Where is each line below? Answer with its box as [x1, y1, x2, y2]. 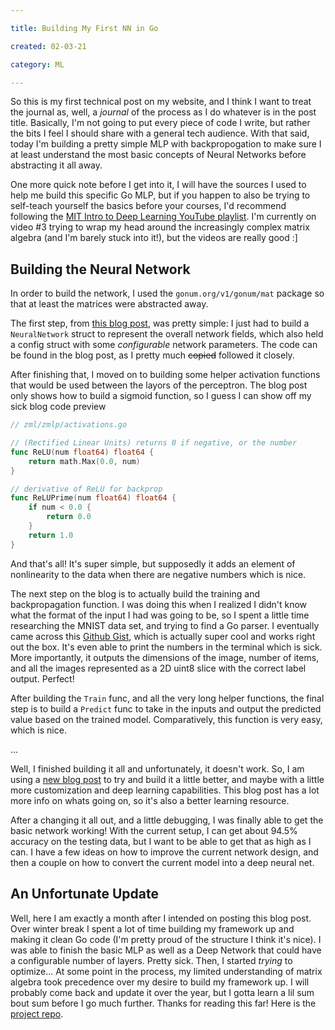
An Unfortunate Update [10, 886, 159, 903]
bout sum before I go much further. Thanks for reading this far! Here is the [10, 997, 317, 1009]
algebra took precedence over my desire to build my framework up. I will [10, 976, 310, 988]
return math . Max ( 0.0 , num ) [28, 456, 141, 466]
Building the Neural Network [10, 261, 191, 278]
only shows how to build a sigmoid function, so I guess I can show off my [10, 390, 312, 402]
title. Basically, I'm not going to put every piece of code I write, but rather [10, 117, 311, 129]
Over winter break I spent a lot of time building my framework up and [10, 922, 295, 935]
